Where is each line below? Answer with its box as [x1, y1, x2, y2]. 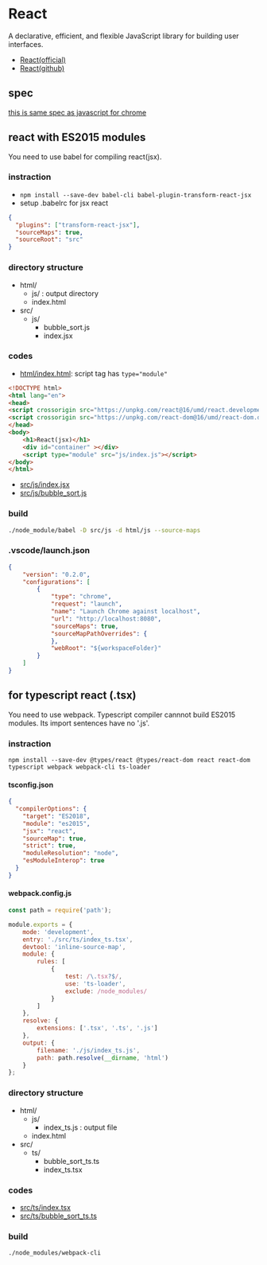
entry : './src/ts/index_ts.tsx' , [22, 936, 133, 944]
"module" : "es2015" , [22, 819, 91, 827]
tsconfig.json [8, 780, 54, 789]
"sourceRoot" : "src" [15, 235, 83, 243]
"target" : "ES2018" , [22, 812, 91, 820]
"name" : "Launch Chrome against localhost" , [50, 608, 201, 616]
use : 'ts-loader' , [64, 979, 126, 987]
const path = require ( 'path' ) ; [8, 906, 112, 915]
